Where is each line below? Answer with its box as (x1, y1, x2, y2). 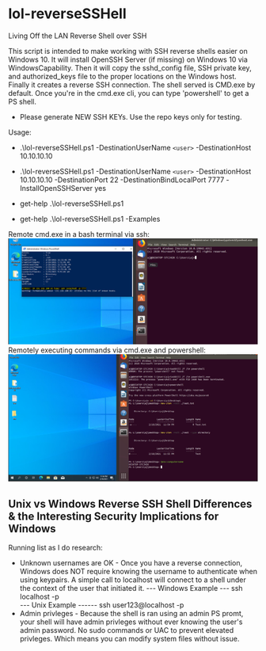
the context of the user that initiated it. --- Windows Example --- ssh (19, 584, 243, 593)
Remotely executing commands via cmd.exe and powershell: (8, 345, 206, 355)
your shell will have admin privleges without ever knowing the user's (19, 617, 243, 626)
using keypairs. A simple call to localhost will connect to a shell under (19, 575, 247, 584)
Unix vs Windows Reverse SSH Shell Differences (8, 497, 253, 511)
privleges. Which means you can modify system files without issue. (19, 634, 240, 644)
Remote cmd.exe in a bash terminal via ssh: (8, 229, 150, 238)
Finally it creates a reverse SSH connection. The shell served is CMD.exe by (8, 80, 256, 89)
